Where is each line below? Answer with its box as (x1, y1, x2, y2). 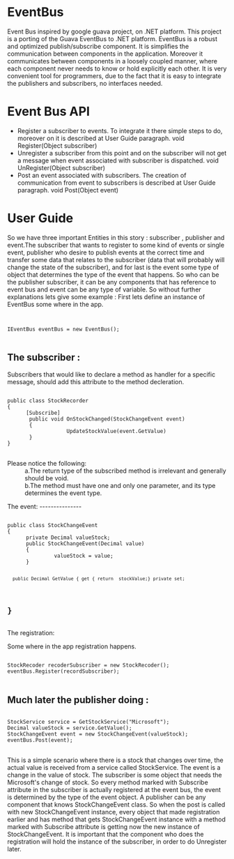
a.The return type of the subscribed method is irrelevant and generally (24, 466, 226, 475)
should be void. (24, 473, 69, 482)
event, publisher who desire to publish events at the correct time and (7, 248, 205, 257)
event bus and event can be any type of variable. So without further (7, 285, 202, 294)
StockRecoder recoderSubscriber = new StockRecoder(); (7, 662, 170, 669)
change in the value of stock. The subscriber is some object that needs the (7, 771, 222, 780)
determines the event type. (24, 489, 102, 497)
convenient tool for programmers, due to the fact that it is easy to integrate (7, 71, 221, 80)
